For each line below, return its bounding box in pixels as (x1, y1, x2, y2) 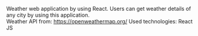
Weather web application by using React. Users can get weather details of (6, 5, 191, 12)
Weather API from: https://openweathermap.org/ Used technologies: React (6, 18, 193, 25)
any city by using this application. (6, 11, 90, 19)
